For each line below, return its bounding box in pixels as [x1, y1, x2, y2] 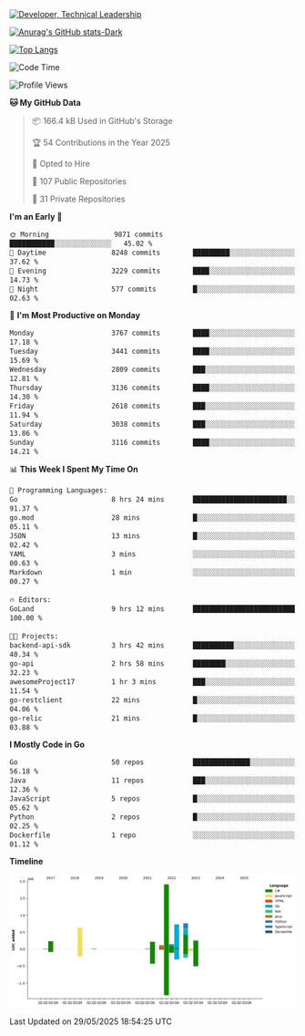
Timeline [9, 856, 44, 866]
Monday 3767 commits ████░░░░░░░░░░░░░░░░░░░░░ [9, 328, 296, 337]
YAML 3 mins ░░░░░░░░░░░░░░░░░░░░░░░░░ [9, 550, 296, 559]
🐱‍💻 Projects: [9, 632, 59, 641]
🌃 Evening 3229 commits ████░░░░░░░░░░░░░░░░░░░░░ [9, 266, 296, 275]
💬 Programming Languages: [9, 486, 107, 495]
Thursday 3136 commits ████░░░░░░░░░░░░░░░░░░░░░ [9, 383, 296, 392]
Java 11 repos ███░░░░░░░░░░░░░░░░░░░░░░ [9, 776, 296, 785]
